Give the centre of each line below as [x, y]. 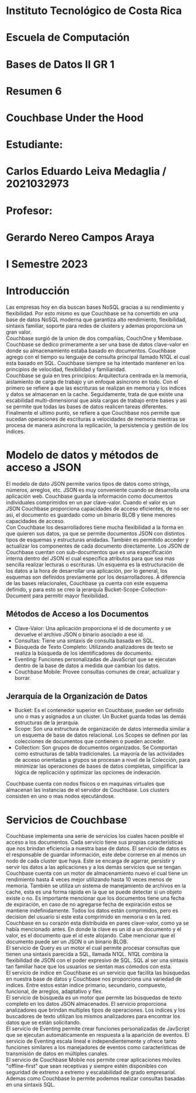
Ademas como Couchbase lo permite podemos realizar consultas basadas [96, 1078]
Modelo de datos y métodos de [82, 455]
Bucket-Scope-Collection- [136, 589]
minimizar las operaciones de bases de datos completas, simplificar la [99, 766]
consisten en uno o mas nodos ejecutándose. [61, 796]
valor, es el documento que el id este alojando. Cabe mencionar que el [91, 936]
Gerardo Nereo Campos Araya [80, 237]
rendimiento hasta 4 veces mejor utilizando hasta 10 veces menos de [89, 879]
